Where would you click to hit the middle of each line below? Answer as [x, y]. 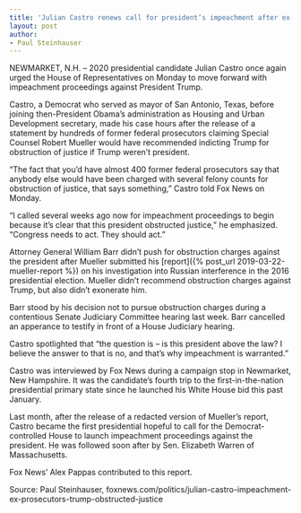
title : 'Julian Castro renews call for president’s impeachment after [144, 17]
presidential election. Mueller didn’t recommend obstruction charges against [150, 281]
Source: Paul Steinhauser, [57, 490]
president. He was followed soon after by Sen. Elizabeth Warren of [132, 446]
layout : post [34, 26]
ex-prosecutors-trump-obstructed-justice [86, 500]
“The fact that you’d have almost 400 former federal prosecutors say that [144, 170]
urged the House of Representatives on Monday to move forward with [138, 78]
